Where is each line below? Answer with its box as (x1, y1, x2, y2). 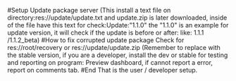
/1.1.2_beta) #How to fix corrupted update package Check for (7, 36, 185, 44)
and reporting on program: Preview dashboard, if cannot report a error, (7, 58, 213, 66)
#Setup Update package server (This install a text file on (7, 6, 171, 14)
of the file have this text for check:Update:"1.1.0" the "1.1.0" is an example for (7, 21, 229, 29)
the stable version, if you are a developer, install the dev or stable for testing (7, 51, 228, 59)
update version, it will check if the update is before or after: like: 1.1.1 (7, 28, 204, 37)
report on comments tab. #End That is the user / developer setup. (7, 66, 198, 74)
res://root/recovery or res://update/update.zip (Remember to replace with (7, 44, 221, 51)
